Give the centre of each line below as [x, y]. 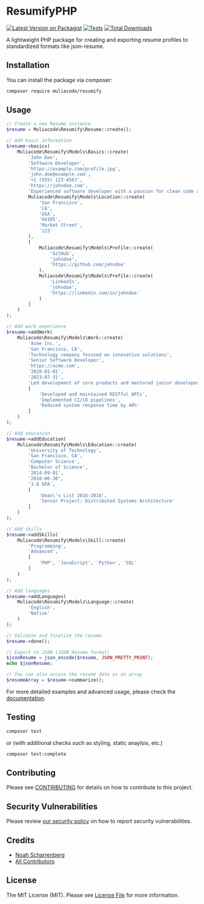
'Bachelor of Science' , [58, 467]
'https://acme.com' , [54, 366]
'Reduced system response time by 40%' [89, 406]
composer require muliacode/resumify [54, 91]
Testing [21, 717]
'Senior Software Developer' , [66, 360]
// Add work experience [36, 327]
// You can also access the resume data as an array [74, 675]
